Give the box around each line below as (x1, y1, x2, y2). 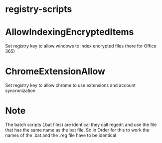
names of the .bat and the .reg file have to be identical (5, 132, 116, 138)
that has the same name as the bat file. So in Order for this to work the (5, 127, 150, 133)
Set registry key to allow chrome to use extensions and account (5, 82, 136, 88)
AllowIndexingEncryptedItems (5, 26, 134, 38)
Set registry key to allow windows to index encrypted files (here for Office (5, 43, 157, 49)
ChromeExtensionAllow (5, 66, 106, 77)
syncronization (5, 87, 36, 93)
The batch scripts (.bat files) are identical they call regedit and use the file (5, 121, 157, 127)
